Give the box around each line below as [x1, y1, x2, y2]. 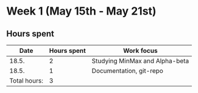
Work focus [122, 47, 158, 55]
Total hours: [9, 77, 44, 84]
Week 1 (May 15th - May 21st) [6, 4, 157, 18]
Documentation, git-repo [91, 67, 163, 75]
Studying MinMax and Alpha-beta [91, 57, 189, 65]
